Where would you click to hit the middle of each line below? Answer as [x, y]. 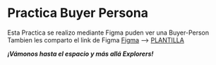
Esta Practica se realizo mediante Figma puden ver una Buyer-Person [108, 32]
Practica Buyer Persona [78, 13]
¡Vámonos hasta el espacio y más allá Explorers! [80, 54]
